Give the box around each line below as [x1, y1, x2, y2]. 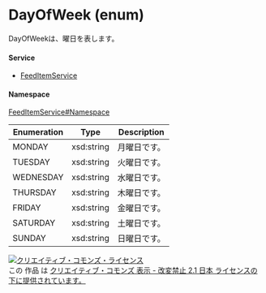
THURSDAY [12, 187, 57, 198]
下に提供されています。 [8, 276, 87, 286]
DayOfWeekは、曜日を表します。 [8, 33, 119, 43]
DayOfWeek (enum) [8, 6, 144, 24]
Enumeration [12, 127, 63, 138]
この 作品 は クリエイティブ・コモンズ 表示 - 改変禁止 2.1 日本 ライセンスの [8, 265, 258, 275]
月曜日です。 [117, 142, 166, 153]
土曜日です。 [117, 218, 166, 229]
